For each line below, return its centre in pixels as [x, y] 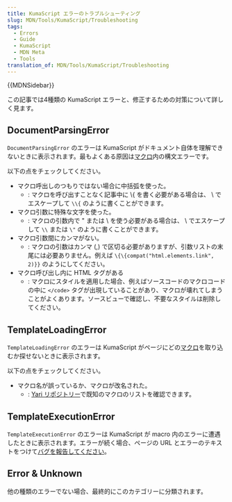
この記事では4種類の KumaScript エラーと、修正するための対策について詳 [113, 99]
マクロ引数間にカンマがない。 [60, 238]
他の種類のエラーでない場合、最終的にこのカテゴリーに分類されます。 [107, 491]
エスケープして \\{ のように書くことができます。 [98, 203]
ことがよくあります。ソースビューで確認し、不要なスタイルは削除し [124, 299]
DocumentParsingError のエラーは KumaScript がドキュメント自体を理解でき [115, 148]
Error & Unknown [45, 474]
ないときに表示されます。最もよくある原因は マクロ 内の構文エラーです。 [110, 156]
